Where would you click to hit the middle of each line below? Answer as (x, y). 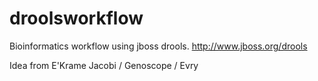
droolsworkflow (76, 18)
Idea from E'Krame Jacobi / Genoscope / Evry (104, 65)
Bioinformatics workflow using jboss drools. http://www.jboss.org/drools (158, 46)
